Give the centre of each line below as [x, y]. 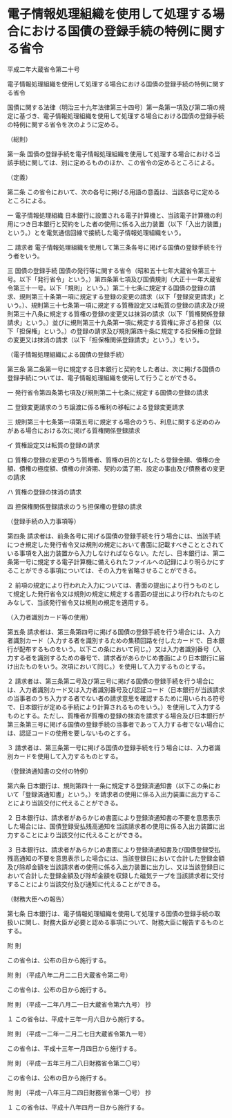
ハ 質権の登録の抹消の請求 [44, 492]
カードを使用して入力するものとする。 [67, 756]
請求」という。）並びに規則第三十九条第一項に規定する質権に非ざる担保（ [112, 322]
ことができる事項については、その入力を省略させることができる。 [106, 570]
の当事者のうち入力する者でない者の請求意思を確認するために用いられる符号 [116, 698]
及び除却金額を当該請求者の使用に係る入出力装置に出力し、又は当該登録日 [113, 867]
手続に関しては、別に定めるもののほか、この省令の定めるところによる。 [116, 162]
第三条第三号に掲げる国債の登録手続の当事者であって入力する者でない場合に [116, 724]
